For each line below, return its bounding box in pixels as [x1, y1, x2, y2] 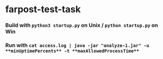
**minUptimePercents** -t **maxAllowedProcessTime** [5, 48, 139, 54]
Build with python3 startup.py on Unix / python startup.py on [5, 22, 158, 29]
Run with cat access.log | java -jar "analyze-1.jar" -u [5, 42, 150, 49]
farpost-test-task [5, 4, 81, 15]
